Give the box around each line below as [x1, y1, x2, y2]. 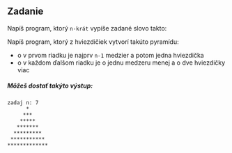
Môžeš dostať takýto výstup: [7, 81, 93, 90]
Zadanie [7, 6, 44, 17]
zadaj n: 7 [7, 99, 39, 106]
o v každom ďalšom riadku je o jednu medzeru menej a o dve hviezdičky [17, 58, 226, 67]
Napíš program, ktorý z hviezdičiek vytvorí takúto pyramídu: [7, 38, 179, 46]
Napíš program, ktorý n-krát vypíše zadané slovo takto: [7, 24, 167, 32]
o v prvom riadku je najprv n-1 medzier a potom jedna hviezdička [17, 51, 204, 59]
